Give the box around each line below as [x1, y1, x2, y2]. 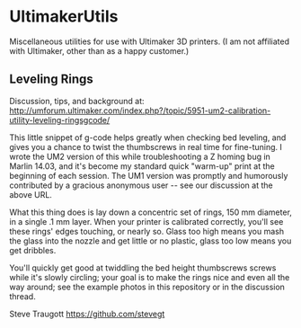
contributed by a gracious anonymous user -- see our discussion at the [9, 180, 273, 191]
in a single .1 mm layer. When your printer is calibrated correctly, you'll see [9, 216, 284, 226]
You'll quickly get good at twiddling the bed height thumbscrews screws [9, 262, 277, 273]
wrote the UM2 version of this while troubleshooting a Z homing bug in [9, 151, 271, 162]
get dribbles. [9, 244, 57, 255]
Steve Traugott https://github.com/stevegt [9, 308, 165, 319]
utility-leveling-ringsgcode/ [9, 114, 111, 125]
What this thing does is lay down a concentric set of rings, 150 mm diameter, [9, 207, 292, 217]
